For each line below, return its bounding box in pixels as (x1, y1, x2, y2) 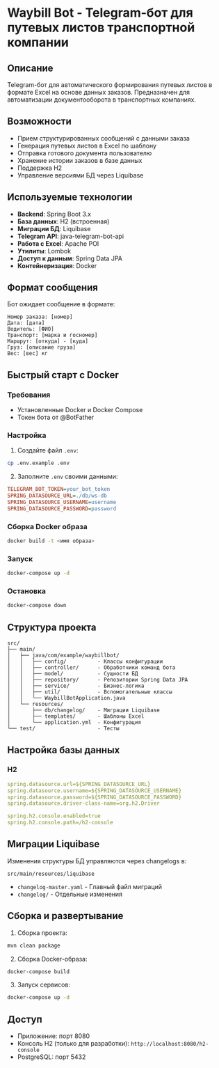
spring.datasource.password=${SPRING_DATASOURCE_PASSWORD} (7, 794, 182, 801)
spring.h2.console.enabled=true (7, 812, 101, 819)
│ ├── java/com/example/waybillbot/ (7, 652, 120, 659)
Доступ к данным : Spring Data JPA (17, 254, 123, 262)
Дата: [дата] (7, 320, 45, 327)
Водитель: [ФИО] (7, 326, 54, 333)
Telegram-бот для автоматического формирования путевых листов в (7, 81, 213, 88)
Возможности (7, 116, 72, 127)
